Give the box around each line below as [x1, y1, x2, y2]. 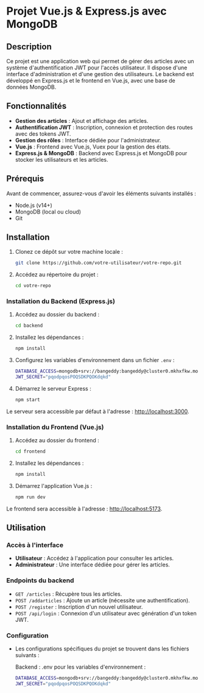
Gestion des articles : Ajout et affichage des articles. [15, 117, 149, 124]
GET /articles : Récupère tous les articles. [15, 590, 122, 597]
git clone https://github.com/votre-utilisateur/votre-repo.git [15, 260, 182, 266]
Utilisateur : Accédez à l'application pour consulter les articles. [15, 555, 174, 562]
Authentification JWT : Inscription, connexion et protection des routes [15, 124, 193, 131]
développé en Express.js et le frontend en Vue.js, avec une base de [6, 77, 175, 84]
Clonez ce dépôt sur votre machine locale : [15, 248, 124, 256]
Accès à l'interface [6, 541, 64, 549]
